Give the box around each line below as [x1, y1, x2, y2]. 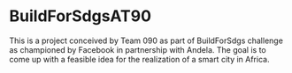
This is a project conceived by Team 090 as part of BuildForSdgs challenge [9, 35, 283, 46]
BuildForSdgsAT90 [9, 6, 152, 26]
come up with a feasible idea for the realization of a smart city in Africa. [9, 54, 270, 64]
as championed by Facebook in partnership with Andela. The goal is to [9, 44, 267, 55]
